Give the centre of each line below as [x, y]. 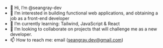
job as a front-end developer [39, 18]
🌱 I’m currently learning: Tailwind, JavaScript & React [65, 23]
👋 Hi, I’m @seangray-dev [36, 8]
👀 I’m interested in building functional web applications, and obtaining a [84, 13]
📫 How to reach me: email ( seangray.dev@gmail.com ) [67, 40]
